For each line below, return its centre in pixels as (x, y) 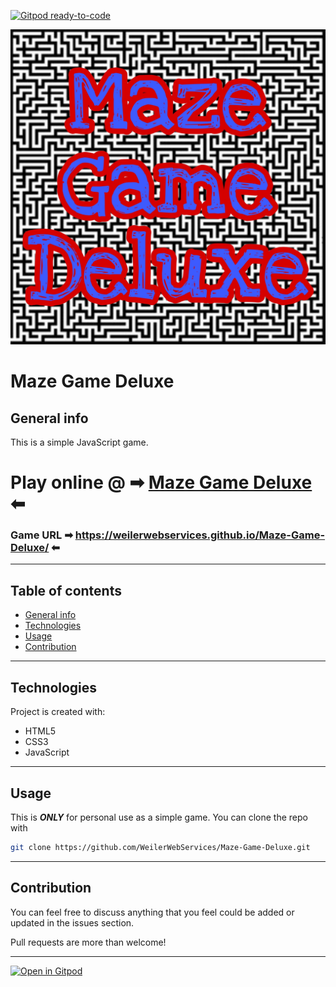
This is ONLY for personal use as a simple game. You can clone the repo (159, 817)
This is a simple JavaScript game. (79, 442)
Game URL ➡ (41, 535)
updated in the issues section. (72, 922)
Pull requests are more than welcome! (88, 942)
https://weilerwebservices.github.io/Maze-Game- (200, 535)
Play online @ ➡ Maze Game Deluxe (161, 482)
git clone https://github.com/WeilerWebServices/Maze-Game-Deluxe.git (160, 847)
